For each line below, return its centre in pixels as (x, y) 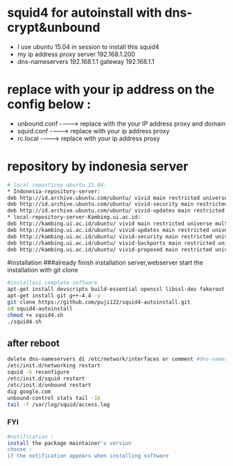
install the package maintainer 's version (69, 443)
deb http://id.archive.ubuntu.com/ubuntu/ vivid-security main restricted (118, 204)
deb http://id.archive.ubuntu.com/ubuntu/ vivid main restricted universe (118, 198)
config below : (49, 105)
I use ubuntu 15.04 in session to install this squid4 (88, 47)
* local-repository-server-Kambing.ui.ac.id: (74, 217)
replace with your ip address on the (111, 90)
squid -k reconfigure (38, 372)
